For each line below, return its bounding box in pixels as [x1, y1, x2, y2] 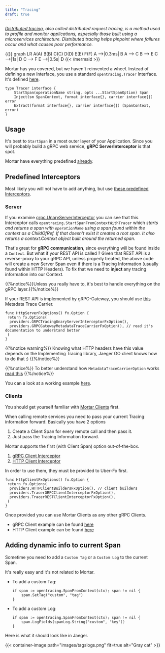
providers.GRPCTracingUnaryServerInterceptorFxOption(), [9, 320, 129, 325]
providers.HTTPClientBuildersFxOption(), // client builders [9, 486, 138, 491]
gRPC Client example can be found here [12, 521, 94, 527]
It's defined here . [5, 76, 40, 82]
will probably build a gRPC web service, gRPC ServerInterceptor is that [5, 143, 151, 149]
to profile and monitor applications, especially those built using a [5, 31, 137, 37]
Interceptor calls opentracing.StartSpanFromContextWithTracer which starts [5, 220, 159, 226]
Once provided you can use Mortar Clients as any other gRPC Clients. [5, 512, 147, 517]
